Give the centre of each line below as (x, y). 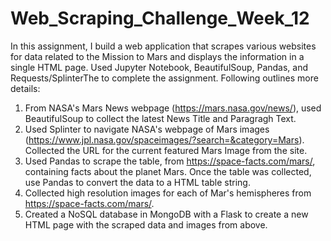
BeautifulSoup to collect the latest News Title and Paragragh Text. (160, 118)
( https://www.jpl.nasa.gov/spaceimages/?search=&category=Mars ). (164, 139)
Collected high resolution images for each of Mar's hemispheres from (168, 193)
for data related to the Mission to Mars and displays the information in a (157, 56)
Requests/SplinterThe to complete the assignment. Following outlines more (164, 78)
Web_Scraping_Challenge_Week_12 (160, 18)
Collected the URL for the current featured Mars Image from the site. (166, 150)
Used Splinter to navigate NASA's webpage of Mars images (147, 129)
